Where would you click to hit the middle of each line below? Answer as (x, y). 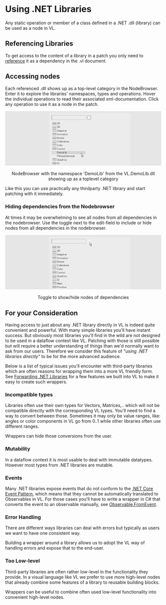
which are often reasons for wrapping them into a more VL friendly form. (79, 371)
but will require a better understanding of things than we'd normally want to (82, 346)
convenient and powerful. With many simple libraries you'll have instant (78, 330)
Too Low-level (23, 561)
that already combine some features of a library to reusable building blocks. (83, 582)
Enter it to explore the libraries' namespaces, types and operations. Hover (81, 94)
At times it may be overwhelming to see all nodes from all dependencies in (81, 217)
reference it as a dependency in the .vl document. (56, 61)
